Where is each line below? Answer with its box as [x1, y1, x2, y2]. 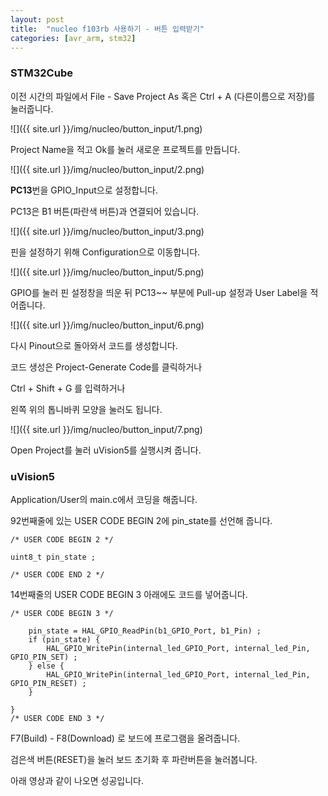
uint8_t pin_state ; [10, 552, 97, 562]
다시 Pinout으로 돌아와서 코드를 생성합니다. [10, 339, 178, 351]
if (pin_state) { [28, 634, 101, 645]
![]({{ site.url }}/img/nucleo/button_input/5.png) [10, 266, 205, 278]
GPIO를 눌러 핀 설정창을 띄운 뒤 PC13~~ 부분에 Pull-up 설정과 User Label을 [10, 286, 308, 298]
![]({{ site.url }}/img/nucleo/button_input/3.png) [10, 225, 205, 237]
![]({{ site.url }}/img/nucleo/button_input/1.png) [10, 122, 203, 135]
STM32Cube [10, 66, 73, 80]
